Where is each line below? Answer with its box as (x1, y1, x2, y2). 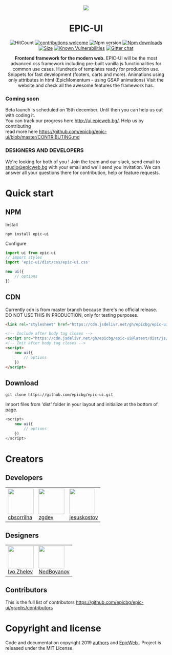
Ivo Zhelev (8, 568, 33, 575)
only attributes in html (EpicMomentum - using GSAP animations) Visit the (8, 76, 164, 83)
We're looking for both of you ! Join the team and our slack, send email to (5, 159, 160, 165)
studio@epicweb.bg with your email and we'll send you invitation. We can (5, 164, 160, 170)
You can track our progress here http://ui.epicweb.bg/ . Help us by (5, 118, 144, 124)
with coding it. (5, 112, 35, 119)
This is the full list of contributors (5, 599, 75, 605)
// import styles (5, 255, 42, 260)
